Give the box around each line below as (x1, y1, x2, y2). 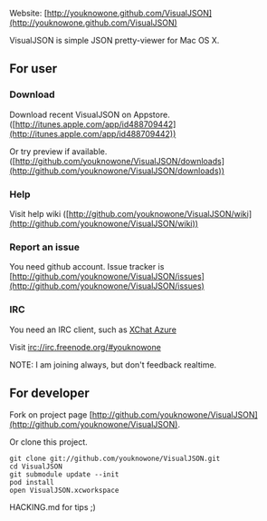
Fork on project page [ (9, 409, 93, 420)
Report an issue (9, 241, 80, 253)
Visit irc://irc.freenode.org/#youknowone (9, 341, 161, 352)
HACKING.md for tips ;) (9, 502, 97, 513)
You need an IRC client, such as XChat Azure (9, 324, 176, 335)
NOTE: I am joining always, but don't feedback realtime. (9, 359, 217, 370)
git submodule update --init (9, 470, 119, 479)
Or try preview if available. (9, 145, 108, 157)
